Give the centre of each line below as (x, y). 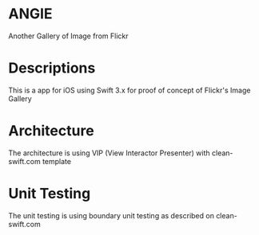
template (57, 161)
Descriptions (52, 68)
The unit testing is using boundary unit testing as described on (111, 215)
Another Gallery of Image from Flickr (68, 36)
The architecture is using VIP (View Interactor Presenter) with (109, 153)
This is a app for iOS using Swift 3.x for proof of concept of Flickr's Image (129, 90)
